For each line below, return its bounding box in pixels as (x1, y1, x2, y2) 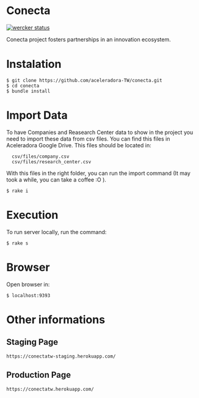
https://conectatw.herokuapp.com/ (6, 386, 95, 392)
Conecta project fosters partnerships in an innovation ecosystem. (6, 35, 171, 43)
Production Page (6, 370, 71, 380)
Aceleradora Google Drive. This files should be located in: (6, 141, 151, 149)
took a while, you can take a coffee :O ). (6, 175, 107, 183)
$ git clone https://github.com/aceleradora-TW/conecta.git (6, 77, 163, 83)
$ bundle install (6, 88, 51, 94)
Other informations (6, 312, 106, 326)
